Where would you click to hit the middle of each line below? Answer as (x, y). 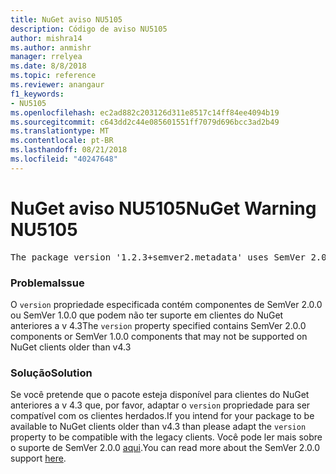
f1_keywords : (37, 94)
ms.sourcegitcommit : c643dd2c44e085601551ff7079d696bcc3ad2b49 (145, 122)
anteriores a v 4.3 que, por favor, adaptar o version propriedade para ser (160, 405)
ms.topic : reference (53, 76)
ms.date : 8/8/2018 (48, 66)
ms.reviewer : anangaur (57, 85)
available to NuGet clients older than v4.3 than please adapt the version (158, 427)
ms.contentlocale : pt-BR (62, 141)
